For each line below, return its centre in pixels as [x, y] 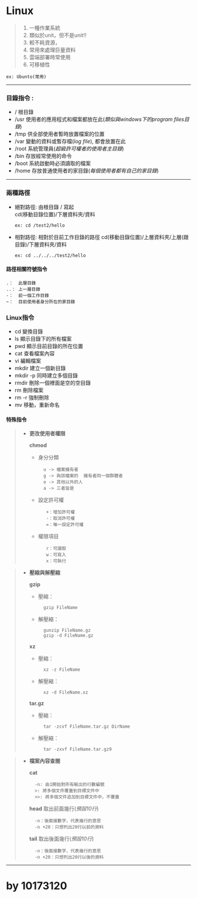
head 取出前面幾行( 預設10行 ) [64, 809]
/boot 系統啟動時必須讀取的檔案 [52, 163]
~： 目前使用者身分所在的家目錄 [40, 302]
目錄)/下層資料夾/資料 [40, 244]
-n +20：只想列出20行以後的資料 [69, 857]
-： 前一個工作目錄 [28, 295]
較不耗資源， [45, 42]
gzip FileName [60, 608]
